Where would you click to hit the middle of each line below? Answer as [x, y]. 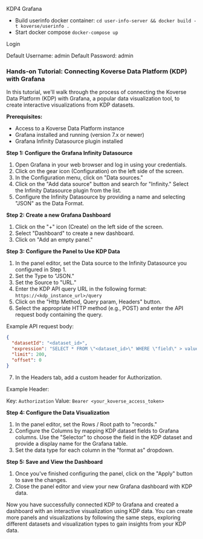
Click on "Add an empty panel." [54, 240]
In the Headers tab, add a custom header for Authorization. [89, 377]
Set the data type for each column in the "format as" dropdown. [94, 450]
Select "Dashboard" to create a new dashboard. [75, 233]
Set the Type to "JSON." [44, 276]
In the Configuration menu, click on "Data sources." [79, 177]
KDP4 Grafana [24, 9]
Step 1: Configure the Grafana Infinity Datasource [69, 153]
